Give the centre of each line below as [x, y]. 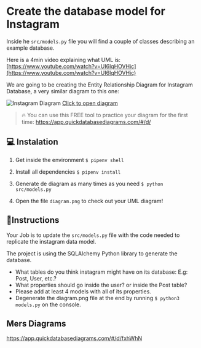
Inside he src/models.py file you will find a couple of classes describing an [100, 41]
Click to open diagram [90, 103]
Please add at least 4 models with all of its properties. [83, 291]
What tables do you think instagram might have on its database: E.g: [101, 272]
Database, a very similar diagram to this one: [63, 91]
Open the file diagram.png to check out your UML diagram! [89, 201]
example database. [30, 48]
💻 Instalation [32, 142]
